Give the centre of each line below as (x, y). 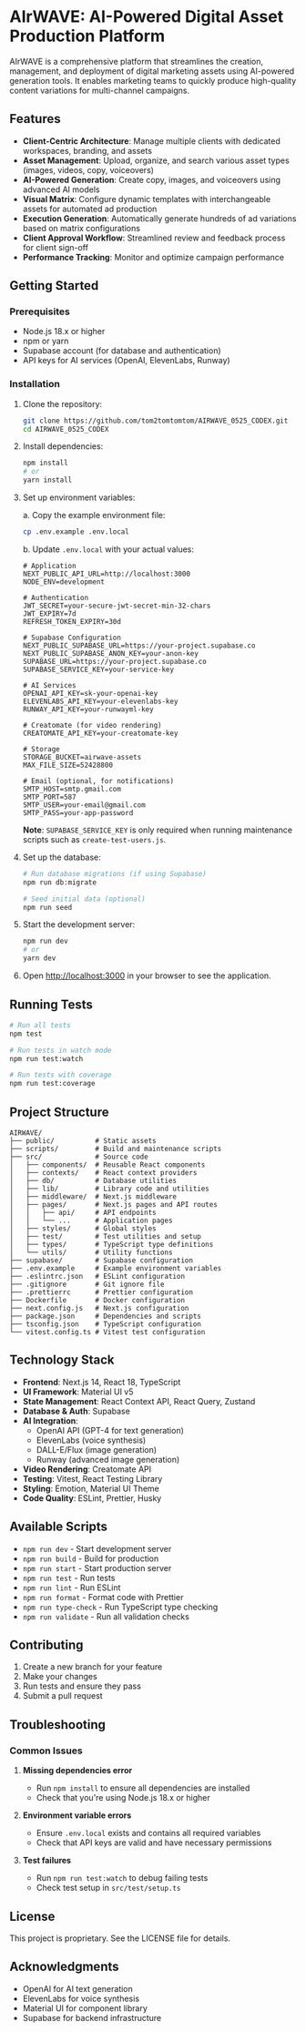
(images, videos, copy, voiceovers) (88, 169)
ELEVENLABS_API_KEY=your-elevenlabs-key (100, 701)
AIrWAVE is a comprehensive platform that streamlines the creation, (137, 61)
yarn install (47, 480)
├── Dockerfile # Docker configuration (97, 1300)
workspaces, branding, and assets (87, 150)
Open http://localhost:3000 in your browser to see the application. (147, 975)
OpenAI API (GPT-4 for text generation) (110, 1430)
